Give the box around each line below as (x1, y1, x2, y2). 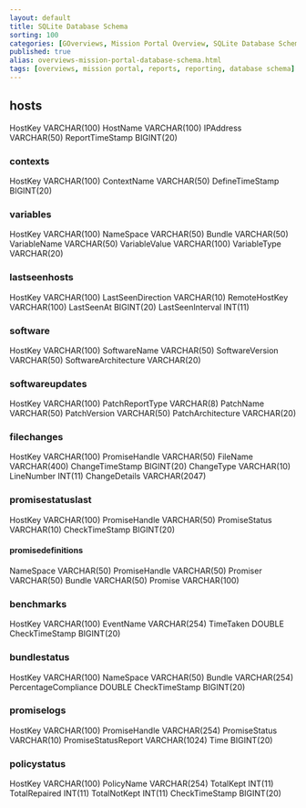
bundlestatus (9, 651, 70, 664)
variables (9, 207, 52, 220)
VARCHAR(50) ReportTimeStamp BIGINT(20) (9, 131, 178, 142)
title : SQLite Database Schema (9, 22, 128, 31)
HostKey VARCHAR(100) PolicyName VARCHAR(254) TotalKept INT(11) (9, 778, 274, 790)
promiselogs (9, 704, 66, 717)
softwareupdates (9, 377, 87, 390)
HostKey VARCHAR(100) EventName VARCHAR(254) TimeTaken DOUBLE (9, 618, 285, 630)
